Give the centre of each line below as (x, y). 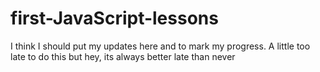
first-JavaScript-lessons (114, 18)
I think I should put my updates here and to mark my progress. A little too (160, 46)
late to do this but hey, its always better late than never (123, 56)
